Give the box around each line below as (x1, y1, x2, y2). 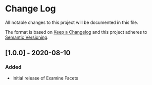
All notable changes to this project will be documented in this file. (5, 19, 139, 25)
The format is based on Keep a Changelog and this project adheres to (5, 29, 148, 35)
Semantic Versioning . (5, 34, 49, 40)
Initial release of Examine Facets (12, 75, 78, 81)
